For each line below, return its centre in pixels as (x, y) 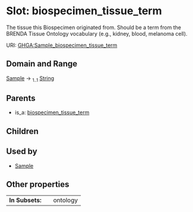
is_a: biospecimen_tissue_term (52, 113)
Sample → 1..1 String (30, 79)
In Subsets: (25, 200)
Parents (21, 98)
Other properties (38, 184)
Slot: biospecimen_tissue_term (84, 11)
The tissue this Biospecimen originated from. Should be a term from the (94, 27)
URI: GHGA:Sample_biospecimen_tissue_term (62, 45)
